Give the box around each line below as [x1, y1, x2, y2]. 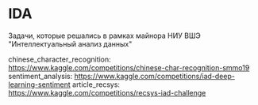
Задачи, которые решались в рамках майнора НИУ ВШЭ [8, 31, 201, 40]
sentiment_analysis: [8, 71, 73, 81]
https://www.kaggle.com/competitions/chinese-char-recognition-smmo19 [8, 62, 250, 72]
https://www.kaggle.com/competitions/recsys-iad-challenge [8, 88, 206, 97]
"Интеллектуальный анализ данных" [8, 39, 133, 48]
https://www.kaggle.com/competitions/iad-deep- [74, 71, 236, 81]
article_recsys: [72, 80, 121, 89]
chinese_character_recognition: [8, 54, 111, 64]
